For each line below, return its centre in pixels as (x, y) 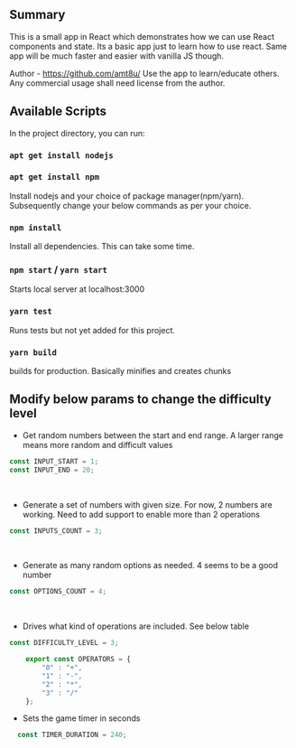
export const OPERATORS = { (78, 659)
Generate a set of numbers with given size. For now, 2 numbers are (147, 504)
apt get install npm (55, 177)
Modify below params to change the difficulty (141, 400)
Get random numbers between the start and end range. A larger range (153, 435)
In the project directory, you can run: (77, 133)
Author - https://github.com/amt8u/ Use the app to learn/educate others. (144, 73)
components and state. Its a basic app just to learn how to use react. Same (148, 46)
